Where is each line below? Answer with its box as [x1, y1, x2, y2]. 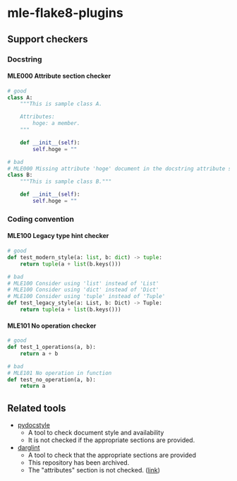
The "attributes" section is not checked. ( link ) [28, 466, 161, 475]
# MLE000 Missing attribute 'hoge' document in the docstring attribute [7, 165, 226, 172]
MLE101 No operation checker [7, 321, 97, 330]
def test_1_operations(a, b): [7, 344, 97, 351]
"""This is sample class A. [20, 100, 102, 107]
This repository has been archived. [28, 458, 130, 467]
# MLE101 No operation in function [7, 369, 112, 376]
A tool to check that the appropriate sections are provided [28, 451, 196, 460]
